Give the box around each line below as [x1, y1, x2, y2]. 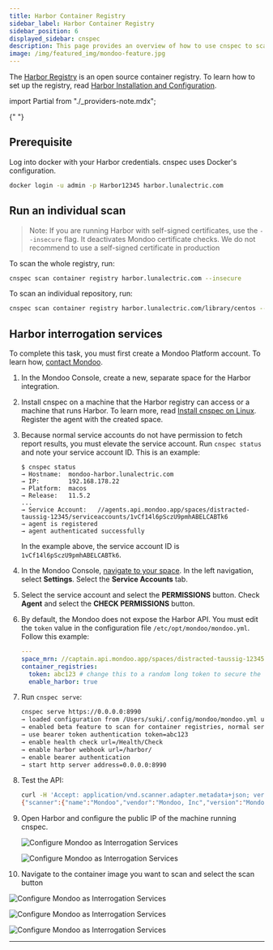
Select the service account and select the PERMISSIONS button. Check [20, 590, 260, 600]
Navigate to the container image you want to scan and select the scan [20, 870, 254, 879]
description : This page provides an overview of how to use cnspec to [9, 42, 253, 50]
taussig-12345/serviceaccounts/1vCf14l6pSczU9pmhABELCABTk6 [20, 513, 228, 521]
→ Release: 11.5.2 [20, 492, 91, 500]
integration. [20, 382, 60, 391]
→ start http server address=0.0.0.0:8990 [20, 761, 167, 769]
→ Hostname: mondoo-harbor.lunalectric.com [20, 470, 174, 479]
